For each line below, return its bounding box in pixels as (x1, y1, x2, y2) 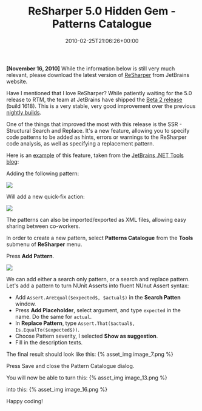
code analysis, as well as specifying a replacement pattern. (6, 139, 155, 147)
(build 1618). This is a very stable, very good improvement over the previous (6, 102, 196, 110)
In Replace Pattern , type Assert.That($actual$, (15, 319, 135, 327)
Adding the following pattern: (6, 170, 79, 177)
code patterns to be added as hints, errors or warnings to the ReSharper (6, 133, 187, 141)
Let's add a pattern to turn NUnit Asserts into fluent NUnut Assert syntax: (6, 282, 189, 289)
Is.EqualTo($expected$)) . (15, 326, 80, 333)
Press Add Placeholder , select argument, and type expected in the (15, 306, 181, 313)
